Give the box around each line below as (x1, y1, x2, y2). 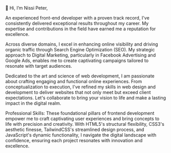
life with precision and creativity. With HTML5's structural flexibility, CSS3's (5, 121, 165, 127)
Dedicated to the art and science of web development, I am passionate (5, 73, 155, 79)
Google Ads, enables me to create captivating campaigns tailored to (5, 58, 149, 64)
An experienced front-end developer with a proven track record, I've (5, 15, 149, 21)
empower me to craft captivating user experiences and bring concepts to (5, 116, 160, 122)
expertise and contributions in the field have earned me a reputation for (5, 26, 156, 32)
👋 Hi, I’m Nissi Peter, (5, 5, 48, 11)
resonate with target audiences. (5, 63, 73, 69)
